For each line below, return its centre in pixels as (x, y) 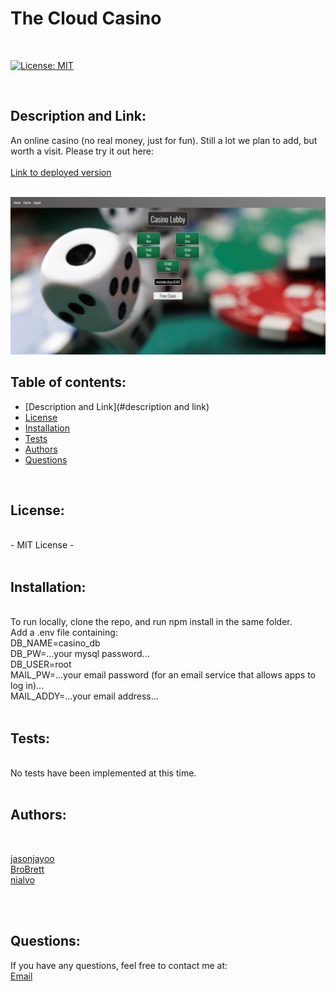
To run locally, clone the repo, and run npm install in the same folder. (151, 622)
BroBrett (27, 869)
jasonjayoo (32, 858)
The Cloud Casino (86, 18)
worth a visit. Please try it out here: (82, 151)
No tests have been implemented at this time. (103, 773)
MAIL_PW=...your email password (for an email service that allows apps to (163, 675)
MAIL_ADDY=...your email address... (84, 696)
